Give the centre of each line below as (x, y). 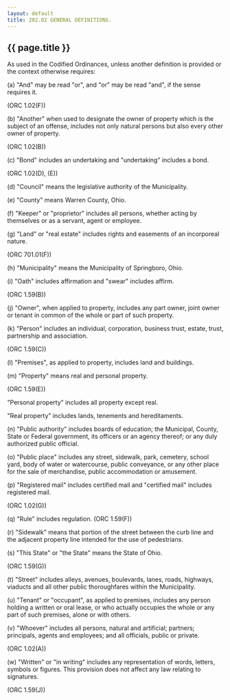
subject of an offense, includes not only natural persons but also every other (115, 126)
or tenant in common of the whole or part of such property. (91, 315)
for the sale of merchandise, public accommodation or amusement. (102, 472)
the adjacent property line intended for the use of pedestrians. (95, 540)
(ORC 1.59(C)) (27, 349)
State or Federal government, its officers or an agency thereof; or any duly (112, 437)
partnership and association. (47, 336)
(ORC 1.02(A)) (27, 649)
